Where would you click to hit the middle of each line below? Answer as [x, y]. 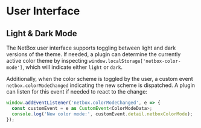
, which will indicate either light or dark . [72, 67]
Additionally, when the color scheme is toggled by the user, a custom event [100, 79]
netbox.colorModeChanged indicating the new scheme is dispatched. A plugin [101, 85]
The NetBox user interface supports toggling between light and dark [91, 48]
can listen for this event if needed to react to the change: [77, 91]
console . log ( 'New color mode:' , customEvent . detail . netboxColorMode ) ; [102, 114]
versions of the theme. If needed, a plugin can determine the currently [94, 54]
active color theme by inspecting [47, 61]
